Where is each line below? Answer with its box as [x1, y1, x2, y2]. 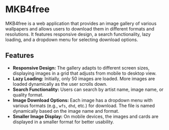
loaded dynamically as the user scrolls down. [12, 81, 108, 87]
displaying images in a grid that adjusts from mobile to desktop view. [12, 70, 157, 76]
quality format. [12, 91, 44, 97]
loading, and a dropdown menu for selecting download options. [5, 37, 138, 43]
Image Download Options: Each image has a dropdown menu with [12, 97, 153, 103]
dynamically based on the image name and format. [12, 108, 120, 114]
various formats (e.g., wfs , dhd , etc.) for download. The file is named [12, 103, 155, 109]
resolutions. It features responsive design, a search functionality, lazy [5, 31, 151, 37]
